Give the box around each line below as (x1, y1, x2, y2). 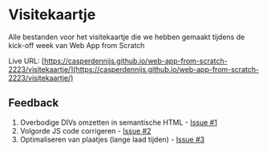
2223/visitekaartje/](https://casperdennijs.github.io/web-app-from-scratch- (8, 64, 259, 74)
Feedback (8, 96, 59, 110)
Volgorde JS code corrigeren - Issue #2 (19, 126, 152, 135)
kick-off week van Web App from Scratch (8, 40, 145, 50)
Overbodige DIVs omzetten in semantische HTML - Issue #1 (19, 118, 218, 127)
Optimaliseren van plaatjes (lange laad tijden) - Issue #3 (19, 134, 205, 144)
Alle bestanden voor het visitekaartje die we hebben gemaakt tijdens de (8, 32, 245, 42)
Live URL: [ (8, 56, 45, 66)
